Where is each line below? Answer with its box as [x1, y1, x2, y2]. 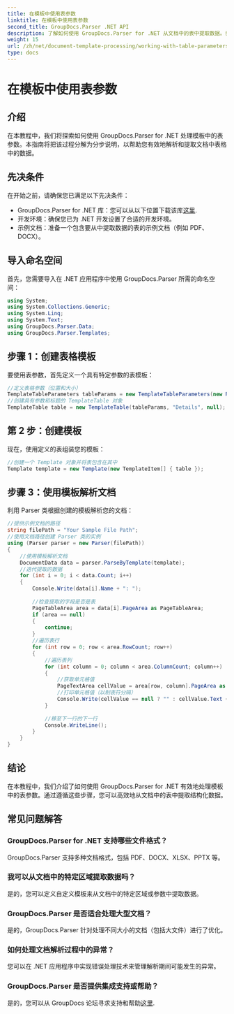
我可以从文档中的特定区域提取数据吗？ [7, 872, 136, 882]
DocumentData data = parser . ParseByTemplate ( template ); [19, 559, 186, 566]
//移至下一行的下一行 [44, 715, 98, 722]
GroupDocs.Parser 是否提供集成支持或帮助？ [7, 981, 159, 991]
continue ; [44, 624, 73, 631]
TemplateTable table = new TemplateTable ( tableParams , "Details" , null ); [7, 404, 226, 411]
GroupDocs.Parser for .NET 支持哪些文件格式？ [7, 836, 168, 846]
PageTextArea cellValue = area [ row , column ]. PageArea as [56, 683, 226, 690]
